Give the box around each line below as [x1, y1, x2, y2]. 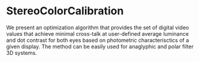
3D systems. [6, 49, 37, 56]
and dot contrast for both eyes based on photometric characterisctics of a [6, 36, 189, 44]
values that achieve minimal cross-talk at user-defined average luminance [6, 30, 189, 37]
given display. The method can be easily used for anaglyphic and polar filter [6, 43, 194, 50]
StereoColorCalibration [6, 4, 124, 18]
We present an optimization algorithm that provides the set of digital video [6, 24, 189, 31]
